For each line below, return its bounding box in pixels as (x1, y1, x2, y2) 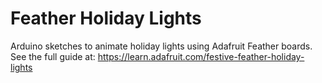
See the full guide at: (10, 50, 96, 62)
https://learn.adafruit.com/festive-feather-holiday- (97, 50, 305, 62)
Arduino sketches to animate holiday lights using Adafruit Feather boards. (10, 40, 313, 52)
